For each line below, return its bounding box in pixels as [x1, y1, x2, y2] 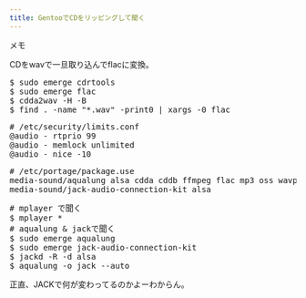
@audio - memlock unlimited [9, 139, 135, 150]
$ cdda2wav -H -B [9, 95, 87, 106]
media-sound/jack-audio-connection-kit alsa [9, 184, 212, 194]
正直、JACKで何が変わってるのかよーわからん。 [9, 279, 189, 290]
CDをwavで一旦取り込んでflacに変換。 [9, 58, 155, 69]
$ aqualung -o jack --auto [9, 261, 130, 271]
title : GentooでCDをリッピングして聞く [9, 13, 146, 23]
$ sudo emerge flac [9, 86, 97, 97]
